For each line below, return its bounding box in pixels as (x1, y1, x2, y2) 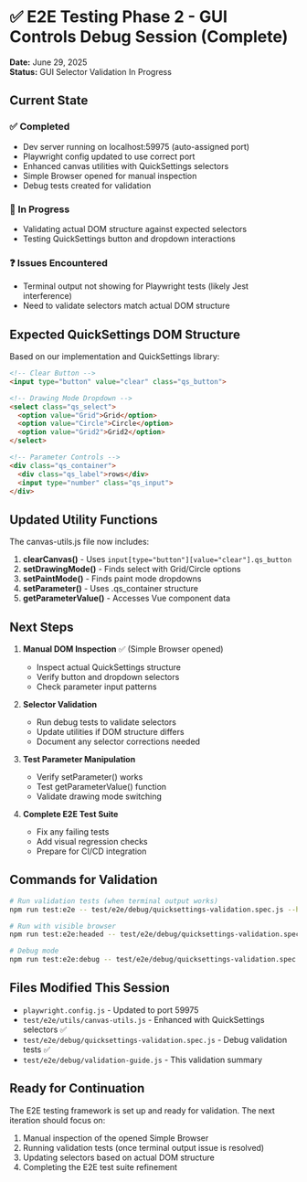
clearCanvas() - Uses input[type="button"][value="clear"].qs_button (22, 554, 292, 565)
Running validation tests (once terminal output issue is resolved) (22, 1142, 265, 1153)
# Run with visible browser (9, 921, 117, 931)
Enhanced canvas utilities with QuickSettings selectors (22, 160, 229, 171)
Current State (9, 93, 89, 109)
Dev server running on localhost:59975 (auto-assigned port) (22, 141, 249, 152)
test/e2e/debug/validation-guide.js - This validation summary (22, 1054, 263, 1065)
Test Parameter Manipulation (22, 754, 136, 765)
